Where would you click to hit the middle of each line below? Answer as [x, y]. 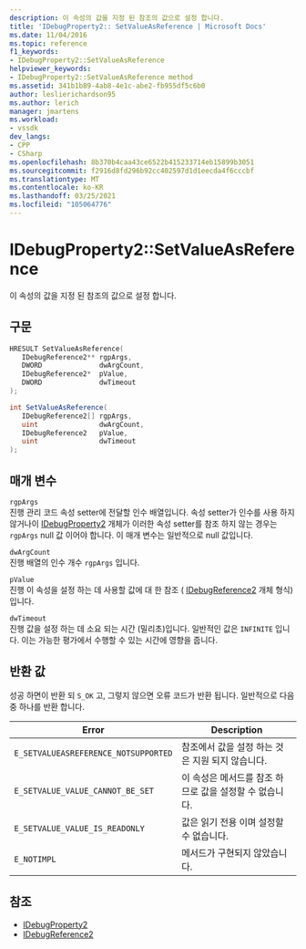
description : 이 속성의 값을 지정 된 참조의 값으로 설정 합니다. [117, 18]
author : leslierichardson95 [63, 94]
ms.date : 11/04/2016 [49, 35]
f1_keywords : [34, 52]
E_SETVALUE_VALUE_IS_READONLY [80, 828]
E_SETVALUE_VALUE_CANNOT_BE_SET [84, 791]
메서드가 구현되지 [217, 852]
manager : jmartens [44, 111]
